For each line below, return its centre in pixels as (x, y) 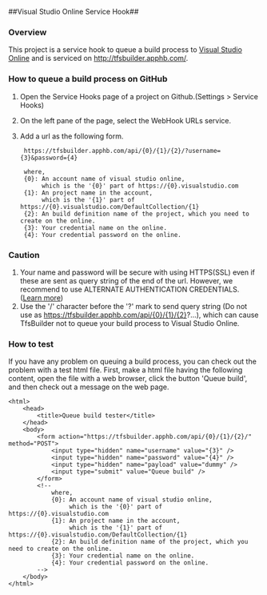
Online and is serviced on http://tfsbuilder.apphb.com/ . (98, 58)
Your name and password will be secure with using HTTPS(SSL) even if (137, 272)
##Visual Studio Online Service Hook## (74, 12)
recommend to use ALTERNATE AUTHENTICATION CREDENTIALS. (130, 289)
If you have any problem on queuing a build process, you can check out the (133, 362)
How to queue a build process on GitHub (88, 79)
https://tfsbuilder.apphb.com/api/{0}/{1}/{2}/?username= (122, 151)
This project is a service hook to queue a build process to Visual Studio (125, 50)
